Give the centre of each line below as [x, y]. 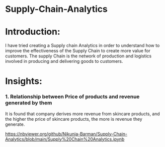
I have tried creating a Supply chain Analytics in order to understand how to [82, 46]
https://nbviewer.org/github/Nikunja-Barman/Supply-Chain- [66, 134]
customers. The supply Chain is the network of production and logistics [78, 56]
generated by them [29, 103]
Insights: [24, 81]
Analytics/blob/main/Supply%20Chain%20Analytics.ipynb [65, 139]
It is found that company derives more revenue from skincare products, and [82, 114]
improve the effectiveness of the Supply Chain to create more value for [78, 51]
